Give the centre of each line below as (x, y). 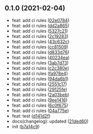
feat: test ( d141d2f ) (31, 116)
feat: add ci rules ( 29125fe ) (40, 89)
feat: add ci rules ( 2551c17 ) (40, 84)
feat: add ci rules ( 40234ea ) (41, 57)
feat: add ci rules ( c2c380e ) (40, 68)
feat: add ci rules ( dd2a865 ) (41, 25)
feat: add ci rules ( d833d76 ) (41, 52)
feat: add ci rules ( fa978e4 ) (40, 73)
